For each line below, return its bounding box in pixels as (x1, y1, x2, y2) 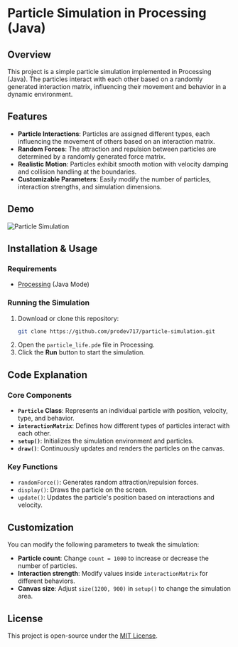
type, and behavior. (17, 414, 75, 423)
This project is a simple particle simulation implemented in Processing (7, 68, 212, 75)
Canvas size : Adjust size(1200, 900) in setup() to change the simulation (17, 584, 231, 593)
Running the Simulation (7, 298, 90, 307)
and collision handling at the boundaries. (17, 167, 137, 176)
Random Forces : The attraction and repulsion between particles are (17, 144, 217, 153)
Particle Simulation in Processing (7, 5, 207, 21)
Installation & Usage (7, 243, 98, 255)
